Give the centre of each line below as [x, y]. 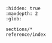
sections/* [19, 29]
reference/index [26, 35]
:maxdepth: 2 [22, 14]
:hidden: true [23, 8]
